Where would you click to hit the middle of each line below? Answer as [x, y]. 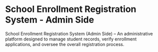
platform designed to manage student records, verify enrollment [71, 39]
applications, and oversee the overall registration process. [65, 44]
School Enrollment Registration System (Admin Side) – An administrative [79, 33]
